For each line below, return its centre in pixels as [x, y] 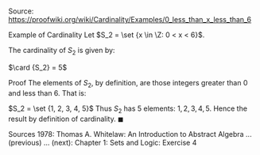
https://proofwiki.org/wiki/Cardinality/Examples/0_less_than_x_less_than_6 [130, 20]
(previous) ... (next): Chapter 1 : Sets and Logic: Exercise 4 [103, 142]
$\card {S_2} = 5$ [38, 67]
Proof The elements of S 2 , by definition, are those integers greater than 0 [128, 83]
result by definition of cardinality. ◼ [66, 119]
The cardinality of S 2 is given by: [62, 51]
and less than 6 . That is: [47, 93]
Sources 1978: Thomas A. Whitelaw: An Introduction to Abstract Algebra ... [130, 134]
